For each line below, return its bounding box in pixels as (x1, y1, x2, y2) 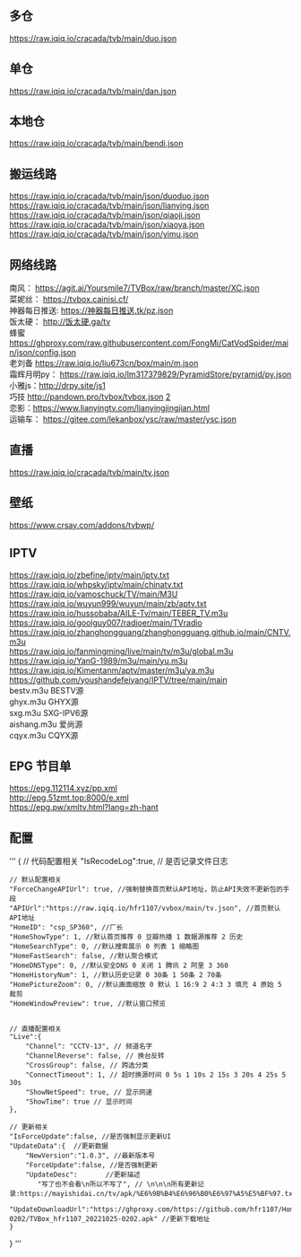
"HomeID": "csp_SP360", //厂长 (9, 923, 124, 932)
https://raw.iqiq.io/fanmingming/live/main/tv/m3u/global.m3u (9, 645, 234, 657)
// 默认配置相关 (9, 876, 62, 885)
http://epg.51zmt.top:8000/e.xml (9, 792, 130, 803)
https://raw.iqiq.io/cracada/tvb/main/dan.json (9, 85, 176, 96)
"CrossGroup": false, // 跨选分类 (25, 1061, 150, 1070)
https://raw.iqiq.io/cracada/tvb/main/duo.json (9, 32, 177, 43)
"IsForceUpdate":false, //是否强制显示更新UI (9, 1132, 172, 1141)
